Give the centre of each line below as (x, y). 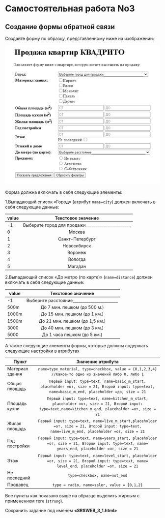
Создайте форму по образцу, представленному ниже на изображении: (80, 38)
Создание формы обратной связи (60, 27)
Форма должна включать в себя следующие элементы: (64, 192)
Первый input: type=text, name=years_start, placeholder (97, 438)
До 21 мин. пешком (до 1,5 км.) (72, 321)
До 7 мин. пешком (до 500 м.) (72, 307)
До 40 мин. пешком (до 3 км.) (72, 328)
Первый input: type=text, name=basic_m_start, (97, 381)
